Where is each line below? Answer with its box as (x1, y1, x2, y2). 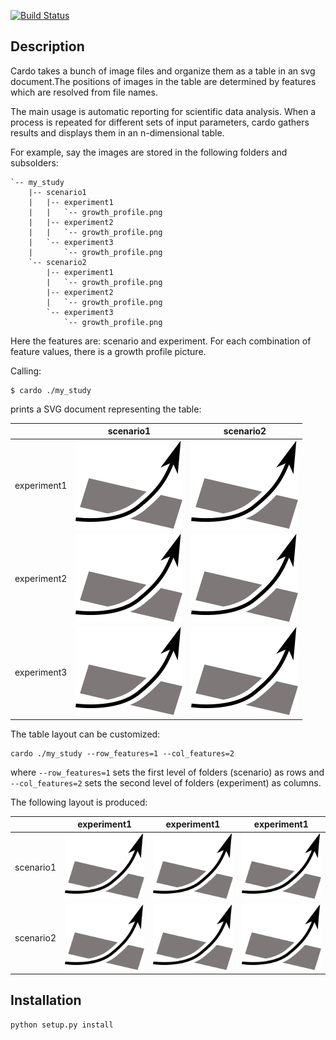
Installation (10, 992, 82, 1009)
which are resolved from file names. (10, 86, 158, 98)
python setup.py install (10, 1020, 114, 1030)
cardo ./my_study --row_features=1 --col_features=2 (10, 748, 235, 759)
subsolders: (10, 156, 59, 169)
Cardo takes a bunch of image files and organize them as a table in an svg (10, 65, 316, 77)
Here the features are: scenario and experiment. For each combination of (10, 335, 312, 347)
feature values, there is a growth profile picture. (10, 345, 207, 357)
